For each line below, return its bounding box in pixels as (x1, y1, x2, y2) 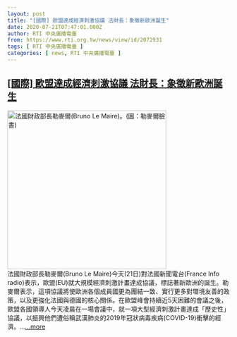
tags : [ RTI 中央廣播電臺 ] (7, 43, 83, 50)
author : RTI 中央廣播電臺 (7, 30, 78, 37)
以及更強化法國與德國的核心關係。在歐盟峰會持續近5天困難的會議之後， (19, 295, 228, 304)
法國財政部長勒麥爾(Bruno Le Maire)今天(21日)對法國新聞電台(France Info (7, 269, 220, 278)
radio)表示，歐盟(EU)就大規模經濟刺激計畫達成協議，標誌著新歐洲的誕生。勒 (7, 278, 229, 286)
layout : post (7, 10, 46, 18)
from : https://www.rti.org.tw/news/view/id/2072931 (7, 37, 162, 44)
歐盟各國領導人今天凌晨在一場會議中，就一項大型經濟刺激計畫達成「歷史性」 (7, 305, 230, 313)
